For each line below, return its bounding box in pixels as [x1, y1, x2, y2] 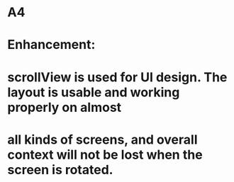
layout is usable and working [7, 84, 180, 100]
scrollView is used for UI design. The [7, 69, 228, 85]
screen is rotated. [7, 161, 113, 178]
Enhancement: [7, 37, 96, 53]
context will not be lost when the [7, 147, 204, 163]
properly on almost [7, 99, 122, 115]
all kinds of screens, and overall [7, 132, 198, 147]
